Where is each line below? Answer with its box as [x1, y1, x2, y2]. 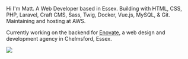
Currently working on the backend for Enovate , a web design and [6, 29, 165, 36]
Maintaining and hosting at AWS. [6, 18, 86, 24]
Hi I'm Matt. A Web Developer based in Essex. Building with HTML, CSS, [6, 5, 183, 12]
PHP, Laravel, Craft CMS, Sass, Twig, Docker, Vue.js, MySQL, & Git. [6, 11, 170, 18]
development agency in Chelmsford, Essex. [6, 35, 112, 42]
